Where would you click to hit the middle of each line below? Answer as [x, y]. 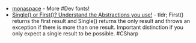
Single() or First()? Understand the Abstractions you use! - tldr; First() [98, 15]
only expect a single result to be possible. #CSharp [75, 34]
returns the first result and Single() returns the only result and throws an [101, 21]
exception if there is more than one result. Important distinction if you [97, 27]
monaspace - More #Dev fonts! [51, 9]
